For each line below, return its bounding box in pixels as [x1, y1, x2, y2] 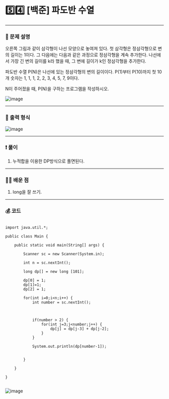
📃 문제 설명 [5, 33, 30, 40]
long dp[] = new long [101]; [23, 269, 84, 274]
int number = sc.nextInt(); [32, 300, 92, 305]
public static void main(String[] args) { [14, 243, 105, 248]
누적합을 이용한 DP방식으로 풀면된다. [12, 158, 84, 164]
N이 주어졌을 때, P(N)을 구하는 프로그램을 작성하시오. [5, 86, 109, 92]
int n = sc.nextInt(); [23, 260, 71, 266]
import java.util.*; [5, 225, 49, 230]
